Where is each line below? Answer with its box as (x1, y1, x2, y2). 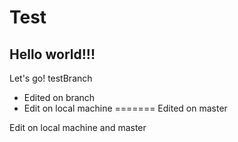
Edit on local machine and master (9, 122, 147, 133)
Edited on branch (23, 92, 96, 103)
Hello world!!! (9, 46, 96, 63)
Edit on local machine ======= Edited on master (23, 102, 228, 114)
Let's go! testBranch (9, 72, 93, 84)
